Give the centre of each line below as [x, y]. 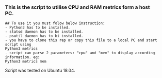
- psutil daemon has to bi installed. [44, 36]
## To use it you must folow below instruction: [55, 23]
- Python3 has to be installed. [38, 28]
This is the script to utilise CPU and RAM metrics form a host [78, 7]
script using [18, 45]
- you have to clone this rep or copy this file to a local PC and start [81, 40]
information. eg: [23, 57]
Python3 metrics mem [26, 62]
